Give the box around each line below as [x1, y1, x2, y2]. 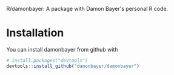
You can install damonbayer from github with [6, 46, 118, 53]
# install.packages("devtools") [6, 57, 88, 64]
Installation [6, 26, 64, 40]
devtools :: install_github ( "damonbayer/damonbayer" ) [6, 63, 139, 69]
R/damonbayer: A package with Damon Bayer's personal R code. [6, 5, 169, 12]
